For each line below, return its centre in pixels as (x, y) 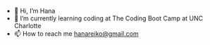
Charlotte (27, 26)
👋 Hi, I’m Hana (35, 11)
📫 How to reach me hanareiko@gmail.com (76, 34)
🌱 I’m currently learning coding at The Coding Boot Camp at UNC (109, 18)
